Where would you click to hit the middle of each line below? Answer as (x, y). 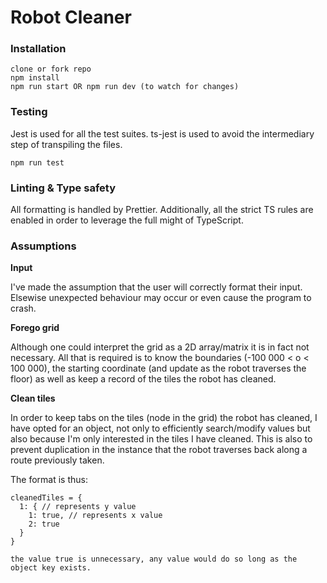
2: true (44, 524)
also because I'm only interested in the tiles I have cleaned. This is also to (161, 439)
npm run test (37, 162)
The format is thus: (49, 480)
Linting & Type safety (63, 188)
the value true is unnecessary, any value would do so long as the (154, 559)
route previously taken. (57, 460)
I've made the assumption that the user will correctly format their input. (156, 287)
